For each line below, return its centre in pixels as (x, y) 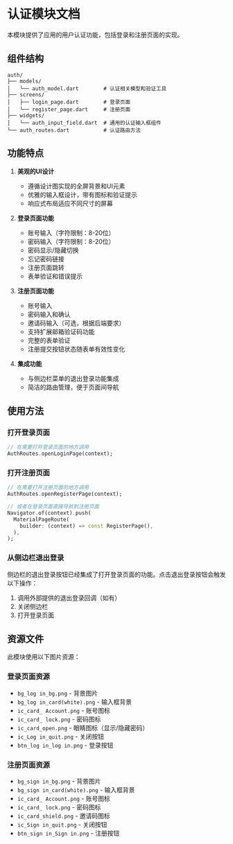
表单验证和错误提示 (55, 276)
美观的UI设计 (35, 171)
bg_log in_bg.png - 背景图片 (58, 693)
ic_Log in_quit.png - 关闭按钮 (60, 737)
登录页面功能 (35, 218)
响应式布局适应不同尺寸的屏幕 (70, 203)
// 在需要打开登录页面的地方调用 (48, 447)
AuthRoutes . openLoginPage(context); (60, 454)
